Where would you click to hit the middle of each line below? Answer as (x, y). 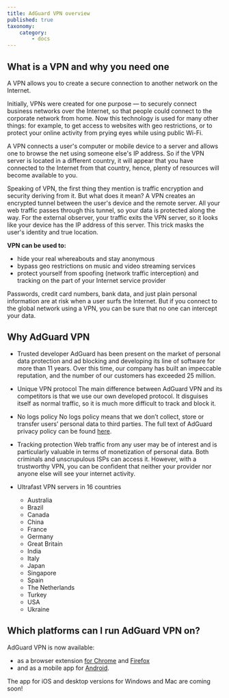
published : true (30, 20)
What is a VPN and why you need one (88, 67)
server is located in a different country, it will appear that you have (100, 160)
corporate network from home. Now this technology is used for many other (113, 118)
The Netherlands (51, 587)
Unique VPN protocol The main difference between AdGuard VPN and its (120, 388)
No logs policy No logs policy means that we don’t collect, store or (110, 416)
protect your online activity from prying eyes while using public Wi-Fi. (105, 133)
